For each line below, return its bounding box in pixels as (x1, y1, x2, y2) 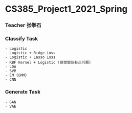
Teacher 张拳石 (5, 22, 42, 29)
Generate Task (5, 89, 41, 95)
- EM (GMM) (5, 73, 27, 78)
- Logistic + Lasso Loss (5, 55, 56, 60)
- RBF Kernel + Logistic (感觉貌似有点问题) (5, 60, 91, 65)
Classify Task (5, 35, 38, 42)
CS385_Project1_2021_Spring (5, 3, 128, 15)
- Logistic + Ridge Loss (5, 50, 56, 56)
